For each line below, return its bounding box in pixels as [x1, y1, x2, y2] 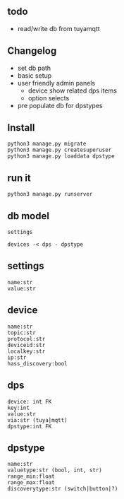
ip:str [7, 353, 27, 361]
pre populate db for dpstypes [17, 101, 103, 110]
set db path [17, 64, 51, 72]
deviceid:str [7, 341, 46, 348]
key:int [7, 404, 30, 411]
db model [7, 210, 49, 222]
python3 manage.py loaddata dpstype [7, 153, 115, 160]
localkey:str [7, 348, 46, 355]
